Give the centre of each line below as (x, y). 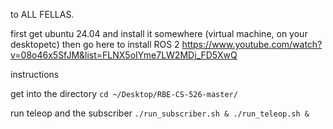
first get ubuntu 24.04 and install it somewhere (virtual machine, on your (159, 33)
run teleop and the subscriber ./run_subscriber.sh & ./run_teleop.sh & (160, 113)
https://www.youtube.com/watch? (252, 44)
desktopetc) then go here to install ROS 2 (95, 44)
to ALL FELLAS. (42, 14)
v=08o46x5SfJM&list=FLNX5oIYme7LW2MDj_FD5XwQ (124, 55)
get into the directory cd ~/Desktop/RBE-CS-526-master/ (124, 93)
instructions (35, 74)
